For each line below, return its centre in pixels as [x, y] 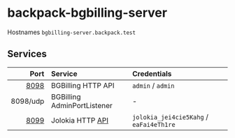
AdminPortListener [82, 105]
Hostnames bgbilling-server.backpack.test [72, 32]
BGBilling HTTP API [83, 85]
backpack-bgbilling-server [87, 13]
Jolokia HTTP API [80, 120]
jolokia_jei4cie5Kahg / [170, 116]
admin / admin [153, 85]
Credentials [152, 73]
